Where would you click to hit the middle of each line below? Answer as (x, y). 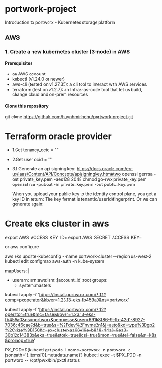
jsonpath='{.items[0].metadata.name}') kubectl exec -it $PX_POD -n (73, 355)
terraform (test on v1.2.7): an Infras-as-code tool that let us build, (77, 90)
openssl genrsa (137, 174)
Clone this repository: (27, 106)
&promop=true (20, 340)
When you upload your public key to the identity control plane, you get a (84, 194)
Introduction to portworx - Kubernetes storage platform (60, 22)
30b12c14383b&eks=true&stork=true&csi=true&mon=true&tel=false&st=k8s (81, 335)
